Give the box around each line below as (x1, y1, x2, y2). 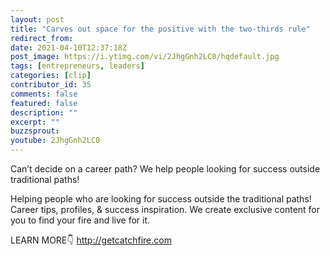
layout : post (10, 14, 65, 25)
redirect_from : (10, 33, 74, 43)
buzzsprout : (10, 126, 60, 136)
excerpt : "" (10, 117, 60, 127)
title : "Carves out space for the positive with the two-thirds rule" (10, 24, 311, 34)
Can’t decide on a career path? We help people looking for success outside (10, 163, 321, 175)
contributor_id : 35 (10, 80, 92, 90)
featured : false (10, 98, 78, 108)
